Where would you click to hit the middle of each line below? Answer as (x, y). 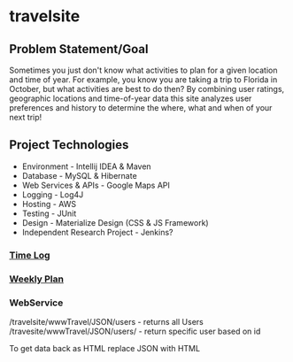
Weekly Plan (37, 279)
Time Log (30, 255)
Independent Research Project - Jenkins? (97, 232)
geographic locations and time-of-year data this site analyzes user (131, 98)
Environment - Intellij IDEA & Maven (87, 166)
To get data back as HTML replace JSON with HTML (105, 348)
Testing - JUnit (49, 213)
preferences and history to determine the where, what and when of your (141, 108)
